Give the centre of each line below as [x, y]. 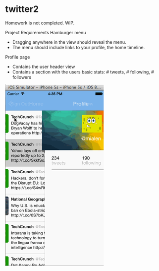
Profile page [18, 57]
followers [22, 77]
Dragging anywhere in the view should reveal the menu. [69, 42]
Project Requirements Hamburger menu [46, 32]
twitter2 [22, 9]
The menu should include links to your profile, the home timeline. [79, 47]
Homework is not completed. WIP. [40, 23]
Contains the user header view [44, 67]
